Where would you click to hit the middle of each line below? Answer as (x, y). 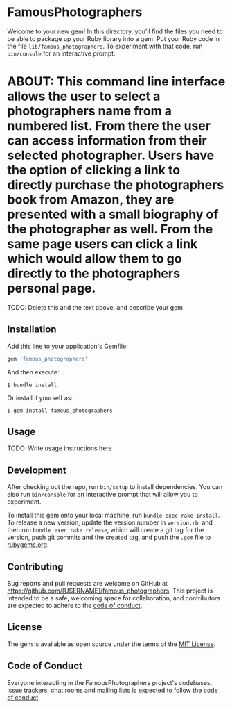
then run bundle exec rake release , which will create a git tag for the (106, 530)
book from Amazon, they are (91, 200)
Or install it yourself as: (40, 397)
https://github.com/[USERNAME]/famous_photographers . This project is (110, 591)
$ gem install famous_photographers (60, 411)
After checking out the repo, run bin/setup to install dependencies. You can (115, 487)
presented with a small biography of (113, 214)
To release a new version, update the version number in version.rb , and (110, 522)
